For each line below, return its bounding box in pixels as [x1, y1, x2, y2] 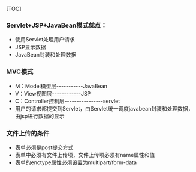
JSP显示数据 [14, 43, 46, 51]
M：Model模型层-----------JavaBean [14, 82, 108, 90]
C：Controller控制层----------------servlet [14, 97, 120, 105]
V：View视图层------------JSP [14, 90, 91, 97]
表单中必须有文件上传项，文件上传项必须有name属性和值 [14, 151, 155, 158]
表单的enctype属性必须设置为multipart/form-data [14, 159, 137, 166]
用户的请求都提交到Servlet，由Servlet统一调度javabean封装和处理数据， [14, 105, 194, 112]
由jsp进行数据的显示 [14, 112, 65, 120]
